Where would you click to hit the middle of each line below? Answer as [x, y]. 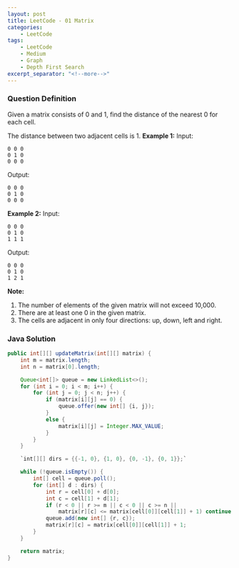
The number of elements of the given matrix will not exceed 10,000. [117, 305]
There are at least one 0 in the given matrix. [82, 312]
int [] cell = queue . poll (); [75, 479]
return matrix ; [43, 551]
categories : [25, 27]
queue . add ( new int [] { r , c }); [90, 519]
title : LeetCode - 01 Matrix [51, 21]
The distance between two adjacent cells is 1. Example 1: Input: [101, 136]
